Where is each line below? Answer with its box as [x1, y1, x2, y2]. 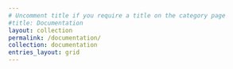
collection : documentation [8, 41, 98, 49]
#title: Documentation [8, 19, 83, 27]
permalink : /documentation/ [8, 33, 102, 42]
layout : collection [8, 26, 73, 34]
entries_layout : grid [8, 48, 80, 56]
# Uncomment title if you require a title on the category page [8, 11, 226, 20]
